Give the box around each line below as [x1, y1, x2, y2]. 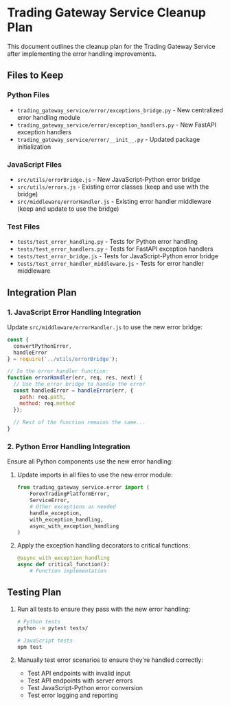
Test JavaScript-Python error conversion [27, 684, 143, 692]
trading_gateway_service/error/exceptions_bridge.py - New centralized [16, 105, 224, 114]
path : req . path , [19, 393, 67, 400]
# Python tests [16, 618, 61, 625]
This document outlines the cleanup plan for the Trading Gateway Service [7, 42, 216, 50]
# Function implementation [30, 568, 107, 574]
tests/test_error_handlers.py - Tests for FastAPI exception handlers [16, 245, 214, 253]
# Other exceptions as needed [30, 503, 116, 510]
